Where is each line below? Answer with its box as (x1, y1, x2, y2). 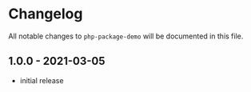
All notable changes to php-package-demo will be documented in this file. (8, 31, 244, 41)
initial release (19, 75, 64, 85)
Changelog (8, 5, 83, 23)
